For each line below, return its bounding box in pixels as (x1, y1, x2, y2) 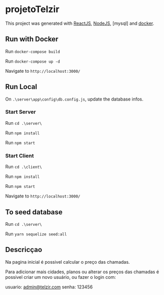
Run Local (5, 82, 37, 91)
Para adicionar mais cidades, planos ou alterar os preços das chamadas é (5, 269, 159, 275)
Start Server (5, 109, 36, 116)
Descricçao (5, 245, 43, 254)
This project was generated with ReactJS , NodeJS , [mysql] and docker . (5, 20, 154, 26)
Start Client (5, 152, 34, 159)
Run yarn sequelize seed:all (5, 231, 67, 237)
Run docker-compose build (5, 48, 60, 54)
